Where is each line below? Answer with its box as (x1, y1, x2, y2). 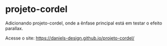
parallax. (5, 25, 24, 31)
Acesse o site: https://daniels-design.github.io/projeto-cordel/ (5, 35, 135, 41)
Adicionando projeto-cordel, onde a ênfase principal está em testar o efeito (5, 20, 162, 26)
